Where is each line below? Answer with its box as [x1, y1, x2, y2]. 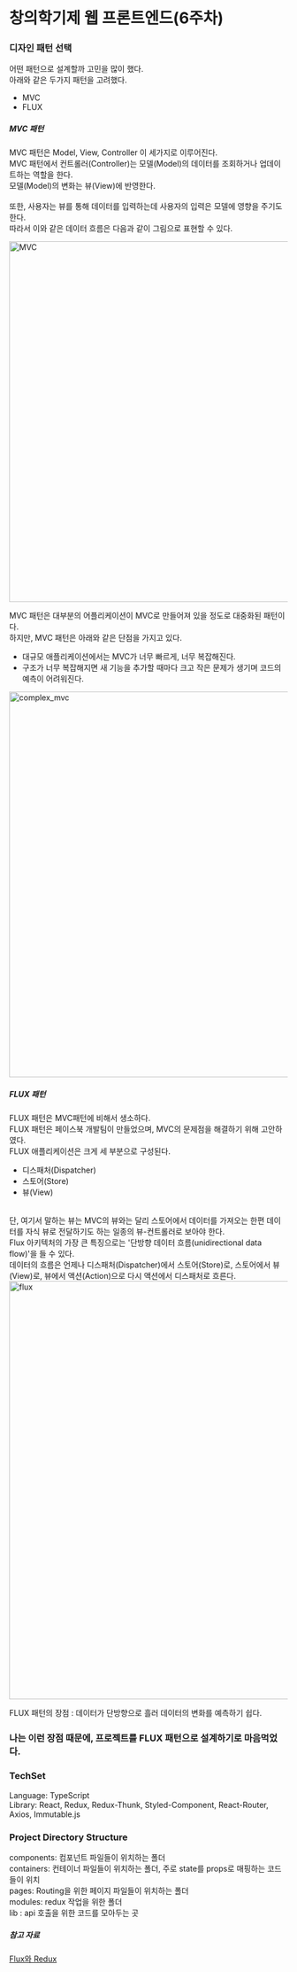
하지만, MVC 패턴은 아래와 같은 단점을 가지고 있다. [9, 633, 183, 643]
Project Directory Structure [9, 1831, 128, 1843]
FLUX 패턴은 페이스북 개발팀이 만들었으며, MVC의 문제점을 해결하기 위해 [9, 1124, 259, 1134]
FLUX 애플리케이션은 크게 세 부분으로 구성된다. [9, 1146, 171, 1157]
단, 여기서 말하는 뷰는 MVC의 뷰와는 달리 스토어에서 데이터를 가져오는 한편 [9, 1215, 265, 1226]
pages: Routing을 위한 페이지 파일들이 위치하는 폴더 [9, 1885, 189, 1896]
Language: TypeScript [9, 1789, 90, 1800]
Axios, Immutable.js [9, 1809, 81, 1820]
